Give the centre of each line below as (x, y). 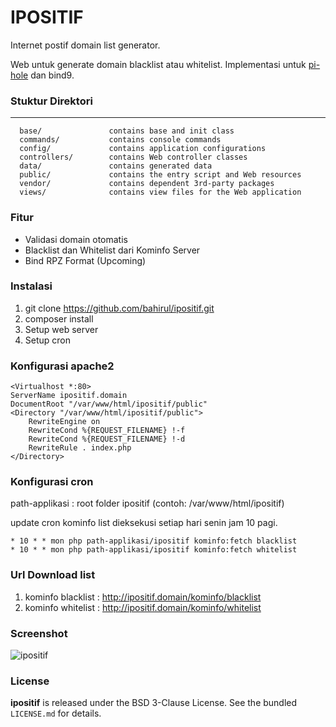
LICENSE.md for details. (56, 713)
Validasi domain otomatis (76, 239)
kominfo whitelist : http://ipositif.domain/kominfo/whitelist (143, 607)
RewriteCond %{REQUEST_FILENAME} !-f (107, 431)
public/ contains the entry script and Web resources (160, 175)
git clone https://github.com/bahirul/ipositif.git (119, 308)
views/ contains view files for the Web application (160, 192)
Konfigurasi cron (52, 482)
